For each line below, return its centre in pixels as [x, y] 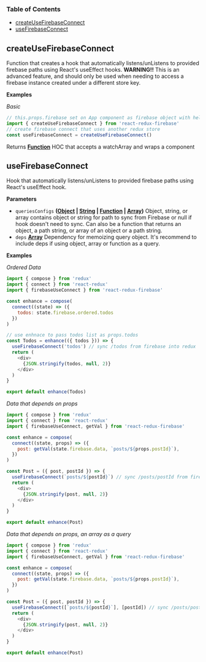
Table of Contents [34, 9]
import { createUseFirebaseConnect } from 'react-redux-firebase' [93, 123]
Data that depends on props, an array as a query [69, 534]
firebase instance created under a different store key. [74, 83]
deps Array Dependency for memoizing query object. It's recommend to [106, 237]
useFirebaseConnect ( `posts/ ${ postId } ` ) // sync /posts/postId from [100, 477]
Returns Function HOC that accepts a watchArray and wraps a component [101, 147]
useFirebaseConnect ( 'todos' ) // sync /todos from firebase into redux [104, 347]
